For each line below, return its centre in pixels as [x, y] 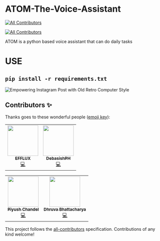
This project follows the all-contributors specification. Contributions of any [80, 229]
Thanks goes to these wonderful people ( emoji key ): [58, 117]
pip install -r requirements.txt [56, 78]
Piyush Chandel [23, 209]
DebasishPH [58, 158]
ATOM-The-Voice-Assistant [63, 9]
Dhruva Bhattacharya [65, 209]
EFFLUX [23, 158]
